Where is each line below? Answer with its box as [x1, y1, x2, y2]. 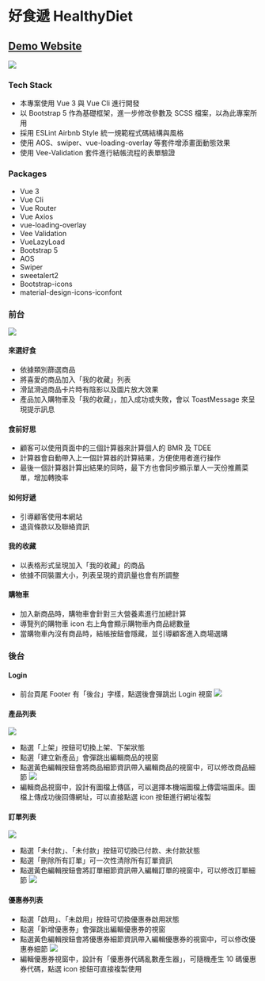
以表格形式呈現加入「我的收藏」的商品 [19, 560, 145, 570]
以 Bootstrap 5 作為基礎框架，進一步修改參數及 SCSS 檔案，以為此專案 [19, 109, 251, 118]
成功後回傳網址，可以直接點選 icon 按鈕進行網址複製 [40, 792, 211, 802]
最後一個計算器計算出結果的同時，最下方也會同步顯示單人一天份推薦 [19, 463, 242, 472]
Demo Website [8, 39, 82, 52]
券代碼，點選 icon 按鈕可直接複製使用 [19, 964, 142, 973]
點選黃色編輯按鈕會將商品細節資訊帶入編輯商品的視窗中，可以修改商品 [19, 762, 249, 773]
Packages [8, 168, 47, 179]
